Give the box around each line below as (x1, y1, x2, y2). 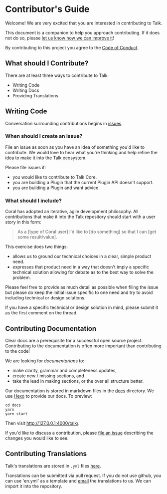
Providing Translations (12, 92, 59, 98)
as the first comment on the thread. (5, 310, 78, 316)
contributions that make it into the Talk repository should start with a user (5, 214, 156, 220)
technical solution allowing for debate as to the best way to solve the (12, 269, 154, 275)
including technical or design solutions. (5, 295, 86, 301)
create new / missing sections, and (12, 373, 84, 379)
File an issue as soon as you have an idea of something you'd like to (5, 144, 145, 150)
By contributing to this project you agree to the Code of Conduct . (5, 44, 139, 50)
